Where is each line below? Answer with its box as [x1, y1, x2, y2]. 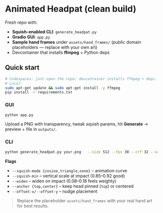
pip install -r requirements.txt [5, 90, 73, 95]
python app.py [5, 113, 34, 117]
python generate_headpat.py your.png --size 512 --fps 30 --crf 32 [5, 149, 149, 154]
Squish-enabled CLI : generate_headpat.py [12, 29, 97, 34]
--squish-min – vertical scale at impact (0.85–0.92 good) [12, 173, 125, 179]
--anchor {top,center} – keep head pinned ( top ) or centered [12, 183, 134, 189]
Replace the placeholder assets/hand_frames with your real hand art [16, 197, 152, 203]
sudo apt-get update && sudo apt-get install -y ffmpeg [5, 85, 120, 90]
